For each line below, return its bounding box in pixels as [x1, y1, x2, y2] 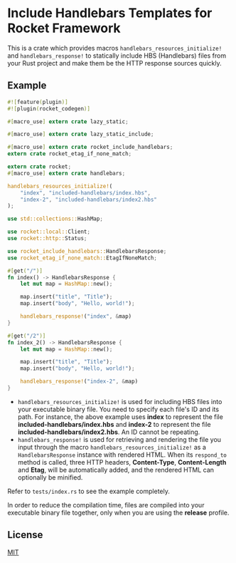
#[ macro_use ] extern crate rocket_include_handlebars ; [7, 144, 173, 151]
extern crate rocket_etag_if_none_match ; [7, 150, 132, 157]
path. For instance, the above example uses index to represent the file [17, 412, 224, 421]
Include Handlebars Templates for [7, 5, 213, 21]
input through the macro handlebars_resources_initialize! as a [17, 443, 206, 451]
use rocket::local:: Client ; [7, 228, 91, 236]
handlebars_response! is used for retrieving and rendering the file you [17, 435, 222, 443]
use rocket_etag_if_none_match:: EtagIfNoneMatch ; [7, 254, 158, 262]
